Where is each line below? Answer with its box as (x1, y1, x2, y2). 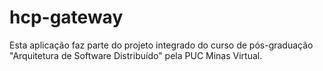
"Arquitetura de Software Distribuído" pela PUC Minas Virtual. (9, 49, 263, 61)
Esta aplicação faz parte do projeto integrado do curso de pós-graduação (9, 39, 314, 51)
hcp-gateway (9, 6, 124, 29)
